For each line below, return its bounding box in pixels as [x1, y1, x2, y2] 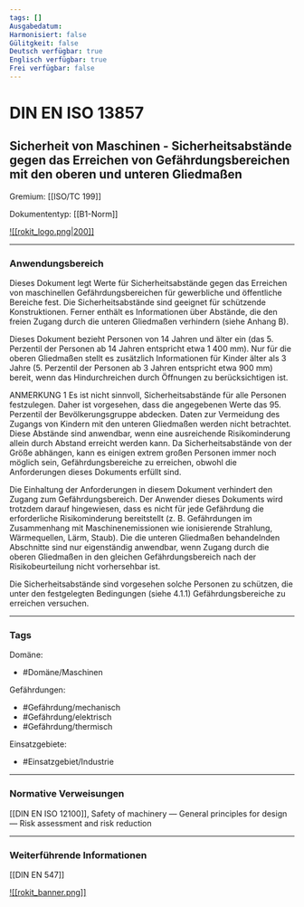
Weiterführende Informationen [9, 848, 147, 861]
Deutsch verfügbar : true [9, 47, 103, 56]
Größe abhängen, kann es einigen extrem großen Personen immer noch [9, 447, 277, 458]
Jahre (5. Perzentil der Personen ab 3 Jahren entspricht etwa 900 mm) [9, 363, 273, 374]
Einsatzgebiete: [9, 739, 67, 749]
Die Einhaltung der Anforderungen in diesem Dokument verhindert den [9, 484, 273, 495]
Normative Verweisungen [9, 788, 125, 800]
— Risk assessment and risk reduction [9, 817, 152, 828]
